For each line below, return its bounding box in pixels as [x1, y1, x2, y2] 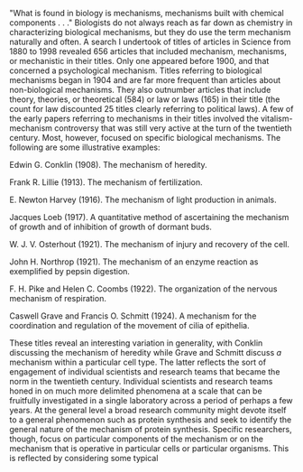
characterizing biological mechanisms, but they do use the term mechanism [9, 27, 291, 37]
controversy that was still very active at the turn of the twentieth [53, 123, 292, 134]
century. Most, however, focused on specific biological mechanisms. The [9, 133, 281, 143]
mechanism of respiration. [9, 293, 106, 303]
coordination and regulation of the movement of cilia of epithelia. [9, 320, 250, 330]
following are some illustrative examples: [9, 142, 161, 153]
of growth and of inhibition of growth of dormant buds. [9, 221, 212, 232]
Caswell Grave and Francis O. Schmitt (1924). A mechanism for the [9, 310, 257, 321]
